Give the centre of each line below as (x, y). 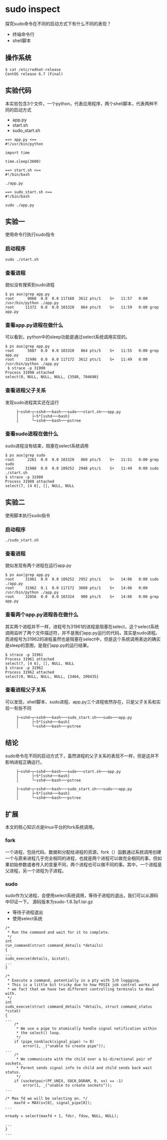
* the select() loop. (39, 1033)
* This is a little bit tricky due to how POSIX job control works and (83, 985)
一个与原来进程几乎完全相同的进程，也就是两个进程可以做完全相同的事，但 (81, 858)
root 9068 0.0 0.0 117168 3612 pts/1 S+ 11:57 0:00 (77, 298)
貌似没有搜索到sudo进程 (30, 285)
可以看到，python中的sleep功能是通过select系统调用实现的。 (68, 337)
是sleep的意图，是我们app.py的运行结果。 (48, 645)
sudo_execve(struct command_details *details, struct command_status (79, 1007)
